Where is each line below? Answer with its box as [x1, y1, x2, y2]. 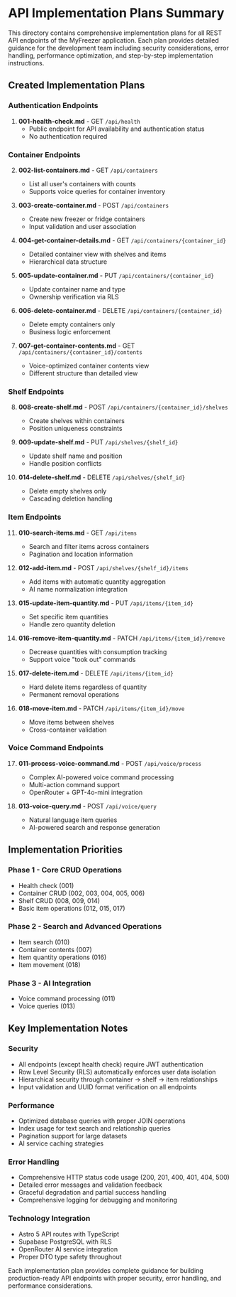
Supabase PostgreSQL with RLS [18, 1237, 112, 1246]
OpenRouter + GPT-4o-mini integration [28, 788, 143, 796]
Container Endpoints [8, 149, 81, 159]
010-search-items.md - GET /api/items [18, 528, 137, 537]
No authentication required [28, 132, 108, 140]
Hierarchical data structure [28, 257, 108, 266]
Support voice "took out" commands [28, 655, 136, 663]
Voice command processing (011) [18, 994, 116, 1003]
